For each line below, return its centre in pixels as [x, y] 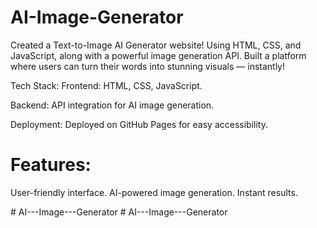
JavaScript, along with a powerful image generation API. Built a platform [158, 55]
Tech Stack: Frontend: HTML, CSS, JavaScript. [106, 85]
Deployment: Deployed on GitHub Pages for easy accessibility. [139, 124]
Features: [51, 165]
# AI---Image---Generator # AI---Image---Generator [119, 212]
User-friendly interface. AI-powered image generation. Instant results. [154, 192]
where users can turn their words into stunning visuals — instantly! [148, 66]
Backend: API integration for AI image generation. [112, 105]
